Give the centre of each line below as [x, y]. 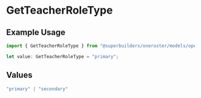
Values [19, 75]
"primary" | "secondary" [37, 89]
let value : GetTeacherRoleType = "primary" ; [63, 56]
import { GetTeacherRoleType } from [52, 46]
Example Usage [36, 32]
